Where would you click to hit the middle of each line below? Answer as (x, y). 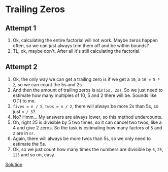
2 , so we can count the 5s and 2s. (48, 84)
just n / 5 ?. (25, 111)
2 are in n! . (24, 133)
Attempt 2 (21, 67)
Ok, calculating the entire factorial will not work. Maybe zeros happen (85, 40)
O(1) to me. (24, 100)
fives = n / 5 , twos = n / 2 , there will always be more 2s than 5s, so (86, 106)
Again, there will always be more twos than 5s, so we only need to (82, 139)
